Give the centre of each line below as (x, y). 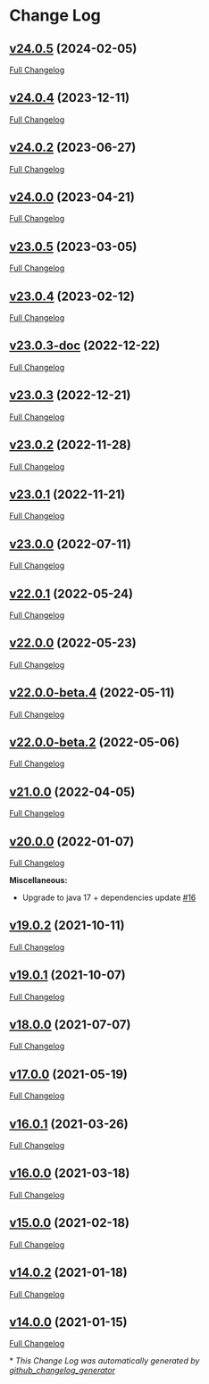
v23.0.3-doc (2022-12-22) (85, 346)
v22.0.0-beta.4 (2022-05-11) (92, 693)
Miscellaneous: (38, 880)
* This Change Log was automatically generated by (104, 1361)
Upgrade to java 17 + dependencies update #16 (109, 897)
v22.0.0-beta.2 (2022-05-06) (95, 742)
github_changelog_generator (63, 1371)
